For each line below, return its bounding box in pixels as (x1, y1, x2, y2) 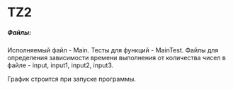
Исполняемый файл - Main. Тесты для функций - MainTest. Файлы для (7, 46, 219, 55)
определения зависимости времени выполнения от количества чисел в (7, 54, 227, 62)
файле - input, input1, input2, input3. (7, 61, 114, 69)
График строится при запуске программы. (7, 75, 137, 84)
